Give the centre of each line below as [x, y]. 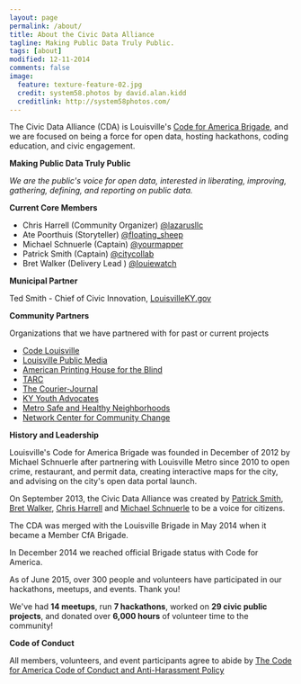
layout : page [34, 18]
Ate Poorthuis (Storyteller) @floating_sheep [103, 235]
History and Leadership [54, 435]
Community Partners [49, 316]
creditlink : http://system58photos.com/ [94, 101]
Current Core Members [53, 208]
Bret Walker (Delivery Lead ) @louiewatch [99, 264]
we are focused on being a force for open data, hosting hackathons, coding [149, 137]
